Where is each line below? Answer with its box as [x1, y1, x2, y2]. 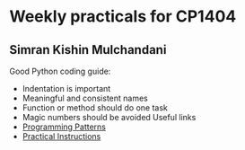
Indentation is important [22, 84, 111, 93]
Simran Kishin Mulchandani [9, 42, 167, 57]
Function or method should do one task [22, 102, 168, 113]
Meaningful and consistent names [22, 93, 148, 103]
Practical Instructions [22, 131, 101, 141]
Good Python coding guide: [9, 66, 111, 76]
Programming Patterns [22, 121, 106, 132]
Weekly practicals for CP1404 [9, 6, 237, 27]
